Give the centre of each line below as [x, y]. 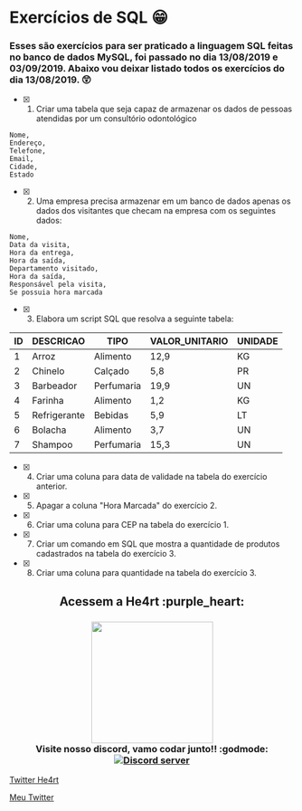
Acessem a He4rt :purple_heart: [152, 601]
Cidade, [24, 167]
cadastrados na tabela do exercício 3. [106, 554]
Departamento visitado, [54, 269]
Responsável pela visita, [58, 285]
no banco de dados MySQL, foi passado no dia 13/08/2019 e [144, 57]
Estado [22, 175]
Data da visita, [40, 245]
